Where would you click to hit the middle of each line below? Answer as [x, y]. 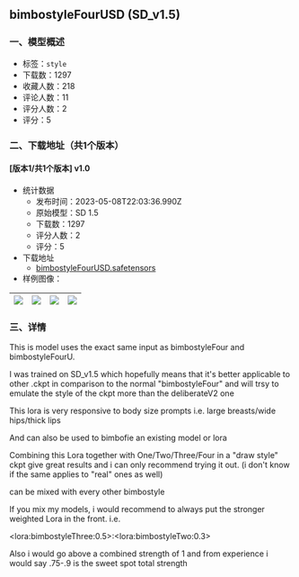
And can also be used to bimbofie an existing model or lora [118, 438]
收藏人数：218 [48, 86]
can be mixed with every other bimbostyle [87, 492]
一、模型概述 [37, 42]
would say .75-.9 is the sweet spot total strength [99, 563]
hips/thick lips [35, 420]
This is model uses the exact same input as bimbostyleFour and [127, 347]
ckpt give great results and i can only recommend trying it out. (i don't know [149, 465]
